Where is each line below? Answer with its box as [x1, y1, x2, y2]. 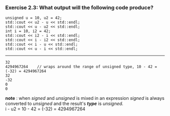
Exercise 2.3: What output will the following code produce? [5, 4, 154, 11]
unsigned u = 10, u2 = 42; [5, 16, 62, 21]
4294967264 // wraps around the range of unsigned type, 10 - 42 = [5, 65, 157, 70]
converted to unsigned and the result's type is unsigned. [5, 100, 124, 107]
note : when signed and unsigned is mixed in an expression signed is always [5, 95, 164, 101]
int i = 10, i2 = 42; [5, 29, 51, 34]
